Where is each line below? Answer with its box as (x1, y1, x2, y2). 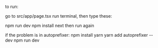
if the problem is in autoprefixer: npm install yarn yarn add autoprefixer (5, 32, 148, 38)
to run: (5, 4, 19, 9)
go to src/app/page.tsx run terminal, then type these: (5, 13, 112, 19)
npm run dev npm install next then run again (5, 23, 94, 28)
